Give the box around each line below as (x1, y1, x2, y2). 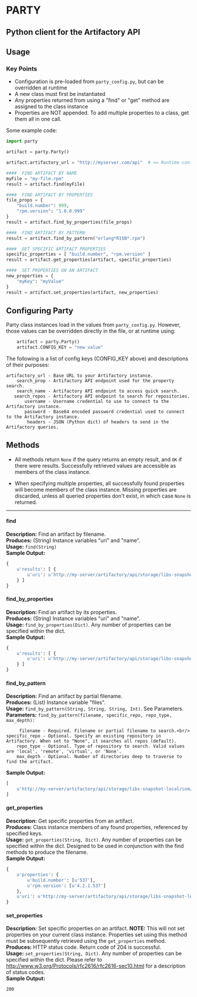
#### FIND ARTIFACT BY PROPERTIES (6, 192, 93, 198)
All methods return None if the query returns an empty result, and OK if (14, 456, 182, 463)
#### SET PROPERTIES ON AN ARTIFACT (6, 267, 98, 274)
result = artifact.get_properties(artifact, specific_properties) (6, 257, 172, 263)
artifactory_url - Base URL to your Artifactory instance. (6, 373, 154, 379)
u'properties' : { (16, 872, 59, 877)
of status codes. (6, 969, 46, 976)
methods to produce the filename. (6, 849, 88, 856)
